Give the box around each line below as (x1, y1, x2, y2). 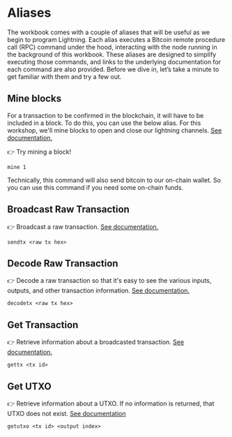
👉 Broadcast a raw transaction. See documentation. (7, 222, 159, 231)
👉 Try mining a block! (7, 147, 72, 156)
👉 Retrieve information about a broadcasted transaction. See (7, 338, 185, 346)
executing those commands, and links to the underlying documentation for (7, 57, 222, 66)
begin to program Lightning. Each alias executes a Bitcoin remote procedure (7, 35, 226, 43)
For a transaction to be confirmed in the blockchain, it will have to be (7, 111, 204, 119)
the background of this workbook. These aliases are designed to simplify (7, 50, 217, 59)
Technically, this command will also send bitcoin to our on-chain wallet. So (7, 176, 222, 184)
